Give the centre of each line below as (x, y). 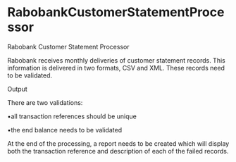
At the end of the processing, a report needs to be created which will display (118, 143)
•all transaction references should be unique (72, 116)
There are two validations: (45, 102)
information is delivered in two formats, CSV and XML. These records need (116, 68)
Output (17, 89)
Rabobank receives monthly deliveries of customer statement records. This (116, 60)
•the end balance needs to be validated (64, 130)
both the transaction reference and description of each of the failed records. (118, 151)
